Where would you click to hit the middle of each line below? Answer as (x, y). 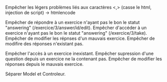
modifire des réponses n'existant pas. (44, 44)
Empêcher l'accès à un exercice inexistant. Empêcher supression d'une (79, 53)
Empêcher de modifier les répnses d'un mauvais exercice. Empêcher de (80, 38)
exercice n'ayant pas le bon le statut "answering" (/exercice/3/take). (76, 33)
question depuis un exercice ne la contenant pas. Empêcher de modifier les (84, 59)
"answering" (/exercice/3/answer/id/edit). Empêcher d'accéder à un (76, 28)
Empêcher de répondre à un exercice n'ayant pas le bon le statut (72, 22)
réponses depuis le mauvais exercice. (44, 64)
